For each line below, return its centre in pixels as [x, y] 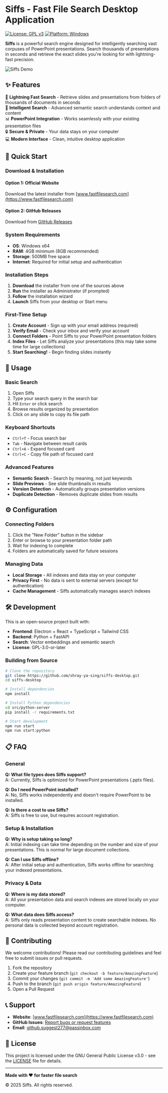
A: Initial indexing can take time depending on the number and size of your [82, 844]
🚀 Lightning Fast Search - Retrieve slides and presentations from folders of [83, 97]
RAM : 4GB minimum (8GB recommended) [55, 251]
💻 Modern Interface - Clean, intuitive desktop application [65, 139]
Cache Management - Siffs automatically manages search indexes [81, 591]
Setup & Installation [29, 828]
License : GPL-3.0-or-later [39, 647]
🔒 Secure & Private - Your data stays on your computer [62, 131]
